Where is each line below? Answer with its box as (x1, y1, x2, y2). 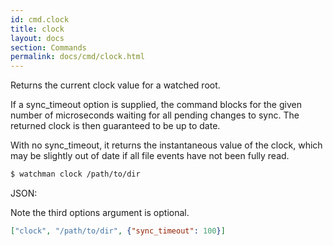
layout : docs (10, 33, 65, 43)
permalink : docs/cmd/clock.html (10, 52, 145, 62)
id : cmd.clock (10, 14, 70, 25)
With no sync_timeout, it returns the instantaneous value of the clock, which (10, 139, 323, 151)
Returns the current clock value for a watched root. (10, 79, 221, 91)
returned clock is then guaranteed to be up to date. (10, 120, 221, 132)
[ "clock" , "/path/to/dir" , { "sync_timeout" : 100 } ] (10, 226, 226, 236)
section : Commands (10, 42, 87, 53)
